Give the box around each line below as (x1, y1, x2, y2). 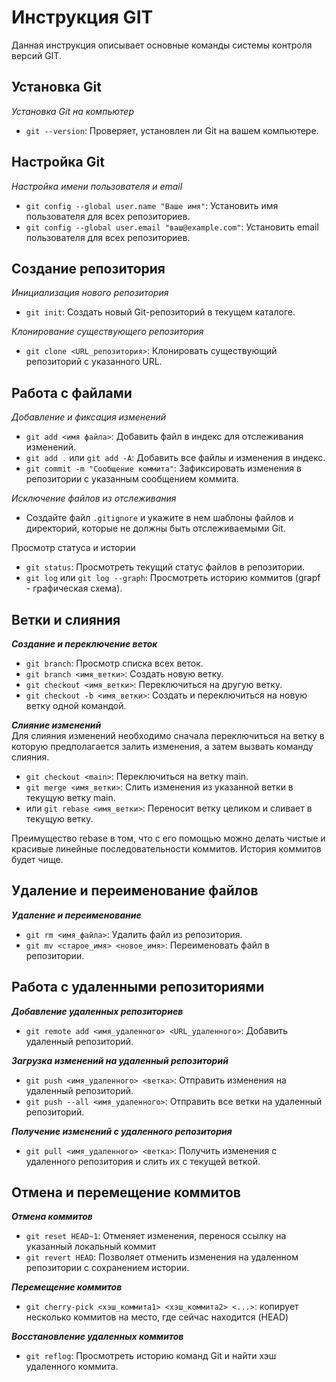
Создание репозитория (11, 260, 166, 277)
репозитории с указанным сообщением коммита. (25, 473, 239, 485)
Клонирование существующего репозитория (11, 326, 204, 338)
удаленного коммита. (25, 1361, 119, 1373)
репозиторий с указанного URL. (25, 356, 163, 368)
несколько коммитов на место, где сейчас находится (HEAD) (25, 1311, 289, 1323)
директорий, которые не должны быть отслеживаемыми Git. (25, 522, 286, 535)
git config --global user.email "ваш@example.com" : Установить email (25, 221, 319, 233)
